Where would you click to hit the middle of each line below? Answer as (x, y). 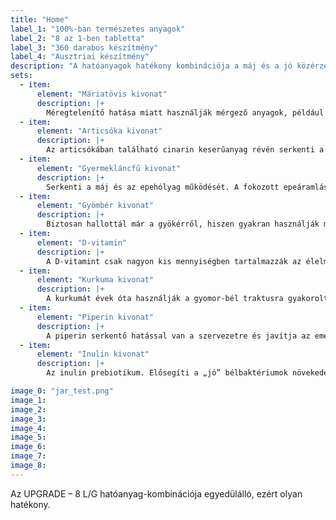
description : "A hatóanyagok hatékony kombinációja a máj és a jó (151, 66)
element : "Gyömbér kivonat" (95, 206)
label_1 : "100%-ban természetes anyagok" (98, 29)
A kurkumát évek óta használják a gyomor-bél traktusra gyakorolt (187, 299)
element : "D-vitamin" (82, 242)
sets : (21, 76)
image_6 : (28, 447)
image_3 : (28, 419)
